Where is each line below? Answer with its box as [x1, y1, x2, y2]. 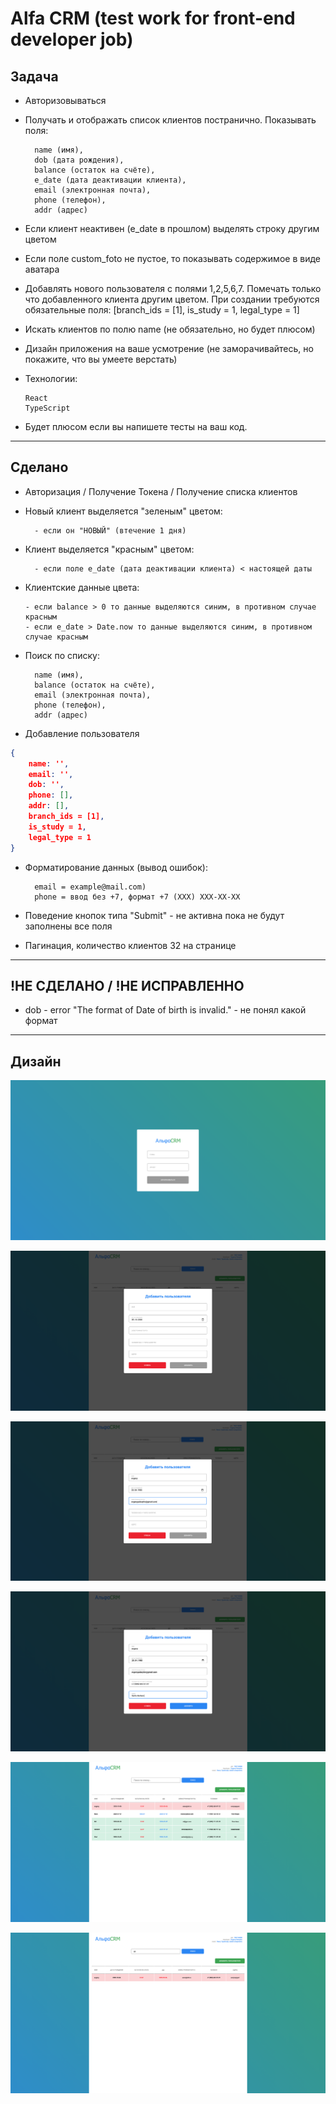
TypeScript [24, 403, 71, 413]
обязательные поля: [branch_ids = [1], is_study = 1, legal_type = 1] [24, 304, 300, 316]
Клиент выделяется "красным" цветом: [24, 543, 195, 555]
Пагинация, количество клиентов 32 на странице [24, 939, 237, 951]
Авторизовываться [24, 95, 107, 106]
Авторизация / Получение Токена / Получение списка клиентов [24, 485, 298, 497]
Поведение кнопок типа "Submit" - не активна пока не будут [24, 909, 285, 921]
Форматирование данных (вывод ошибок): [24, 861, 208, 873]
